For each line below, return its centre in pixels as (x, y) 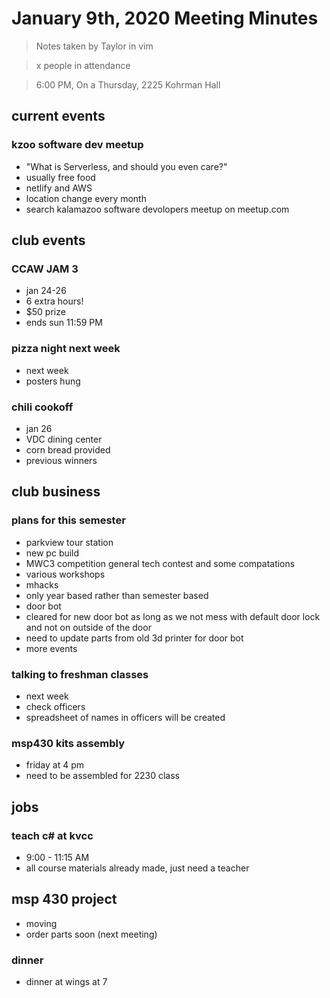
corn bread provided (68, 449)
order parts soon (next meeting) (91, 934)
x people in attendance (83, 65)
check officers (55, 706)
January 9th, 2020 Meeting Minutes (165, 18)
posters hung (53, 381)
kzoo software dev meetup (77, 145)
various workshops (65, 574)
